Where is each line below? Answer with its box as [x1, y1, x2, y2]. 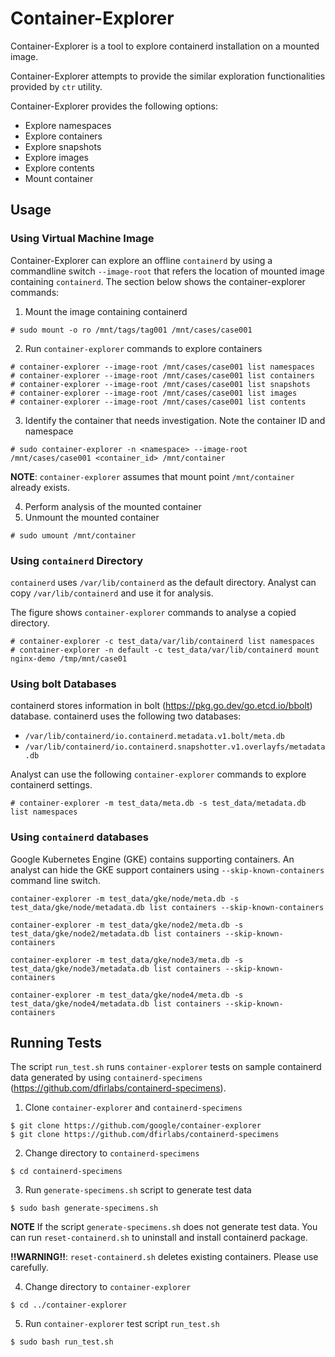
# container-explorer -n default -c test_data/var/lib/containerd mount [10, 645, 320, 655]
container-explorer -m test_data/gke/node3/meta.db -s [10, 955, 244, 965]
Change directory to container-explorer [24, 1281, 192, 1293]
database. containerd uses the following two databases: [10, 710, 242, 722]
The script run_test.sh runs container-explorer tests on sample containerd [10, 1061, 322, 1073]
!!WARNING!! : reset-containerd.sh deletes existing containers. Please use [10, 1251, 319, 1263]
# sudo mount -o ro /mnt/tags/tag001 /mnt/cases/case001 [10, 325, 253, 335]
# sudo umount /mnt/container [10, 530, 137, 541]
